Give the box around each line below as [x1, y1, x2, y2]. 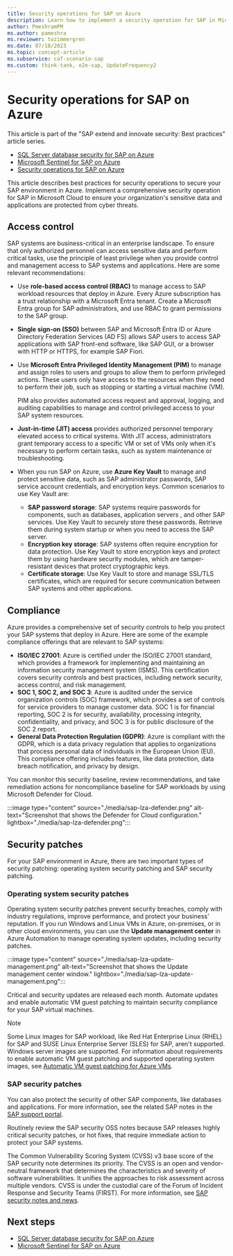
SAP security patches [7, 1080, 82, 1089]
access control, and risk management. [17, 681, 127, 689]
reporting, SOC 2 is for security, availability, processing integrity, [17, 710, 202, 719]
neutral [7, 1166, 28, 1175]
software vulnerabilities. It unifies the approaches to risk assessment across [7, 1173, 225, 1182]
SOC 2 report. [17, 725, 58, 734]
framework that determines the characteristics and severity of [28, 1166, 206, 1175]
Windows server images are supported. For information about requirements [7, 1047, 223, 1056]
